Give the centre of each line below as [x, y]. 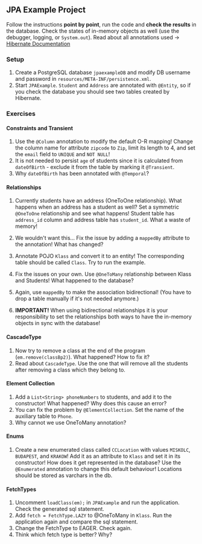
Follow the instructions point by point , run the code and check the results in [101, 24]
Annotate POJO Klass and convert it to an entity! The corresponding [100, 256]
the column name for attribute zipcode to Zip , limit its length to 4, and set [105, 148]
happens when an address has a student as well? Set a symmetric [97, 207]
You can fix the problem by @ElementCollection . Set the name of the [99, 410]
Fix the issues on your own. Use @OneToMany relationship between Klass [103, 274]
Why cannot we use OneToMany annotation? [71, 422]
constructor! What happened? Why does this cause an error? [91, 403]
